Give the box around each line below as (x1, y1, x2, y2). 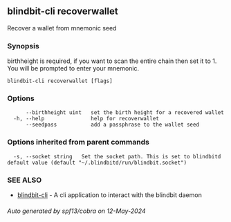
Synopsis (7, 41, 39, 50)
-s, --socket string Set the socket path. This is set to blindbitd (13, 153, 221, 160)
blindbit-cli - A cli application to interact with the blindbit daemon (17, 191, 202, 199)
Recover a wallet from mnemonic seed (7, 24, 117, 32)
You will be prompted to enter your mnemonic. (7, 64, 140, 73)
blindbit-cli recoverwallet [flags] (7, 77, 113, 85)
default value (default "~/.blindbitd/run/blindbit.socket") (7, 159, 187, 166)
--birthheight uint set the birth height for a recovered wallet (25, 109, 225, 116)
